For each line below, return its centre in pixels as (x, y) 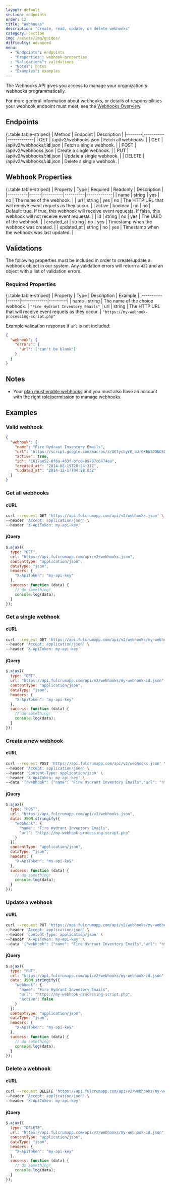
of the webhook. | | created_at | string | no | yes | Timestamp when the (79, 221)
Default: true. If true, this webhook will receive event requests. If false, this (83, 211)
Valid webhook (24, 427)
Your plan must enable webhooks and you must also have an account (85, 391)
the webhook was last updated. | (40, 232)
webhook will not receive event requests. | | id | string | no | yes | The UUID (84, 216)
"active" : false (36, 999)
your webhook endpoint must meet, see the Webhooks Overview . (74, 106)
